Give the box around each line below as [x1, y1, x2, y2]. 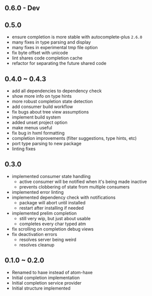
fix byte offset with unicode [11, 50, 68, 56]
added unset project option [11, 119, 68, 125]
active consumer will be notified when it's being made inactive [19, 178, 147, 184]
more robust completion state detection [11, 99, 93, 105]
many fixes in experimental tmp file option [11, 45, 98, 51]
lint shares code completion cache [11, 55, 83, 61]
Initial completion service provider [11, 280, 82, 286]
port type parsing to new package [11, 141, 81, 147]
